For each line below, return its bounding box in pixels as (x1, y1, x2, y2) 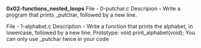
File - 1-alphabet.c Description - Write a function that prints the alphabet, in (6, 23, 193, 30)
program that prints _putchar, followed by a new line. (6, 11, 137, 18)
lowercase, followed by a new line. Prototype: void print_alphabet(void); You (6, 29, 195, 36)
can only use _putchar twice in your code (6, 36, 109, 42)
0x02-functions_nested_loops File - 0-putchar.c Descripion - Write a (6, 5, 181, 12)
